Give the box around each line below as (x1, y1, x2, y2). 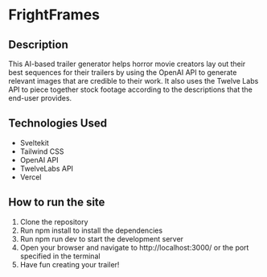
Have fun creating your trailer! (19, 259, 120, 269)
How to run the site (8, 196, 105, 209)
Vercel (19, 172, 42, 182)
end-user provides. (8, 93, 72, 102)
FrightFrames (8, 6, 101, 24)
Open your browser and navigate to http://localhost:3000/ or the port (19, 242, 249, 252)
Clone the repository (19, 217, 88, 226)
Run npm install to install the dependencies (19, 225, 163, 235)
